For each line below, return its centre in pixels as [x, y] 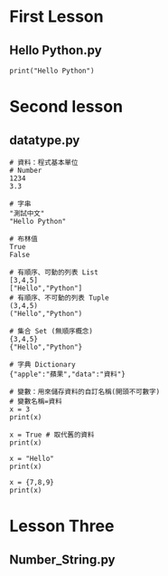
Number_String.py [62, 559]
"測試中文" [27, 214]
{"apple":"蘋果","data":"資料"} [68, 374]
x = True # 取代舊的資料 [52, 435]
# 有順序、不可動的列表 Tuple [60, 298]
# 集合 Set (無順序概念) [51, 331]
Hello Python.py [56, 50]
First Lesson [56, 17]
